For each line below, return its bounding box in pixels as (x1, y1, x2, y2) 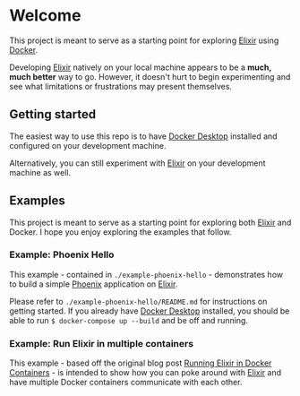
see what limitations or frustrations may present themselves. (9, 81, 233, 91)
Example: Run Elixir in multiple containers (9, 337, 194, 349)
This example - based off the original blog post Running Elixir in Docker (9, 357, 272, 368)
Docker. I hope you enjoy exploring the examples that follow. (9, 226, 232, 237)
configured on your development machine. (9, 140, 167, 151)
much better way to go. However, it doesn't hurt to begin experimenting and (9, 71, 291, 82)
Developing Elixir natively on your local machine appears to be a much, (9, 62, 271, 73)
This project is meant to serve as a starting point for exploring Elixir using (9, 35, 279, 46)
